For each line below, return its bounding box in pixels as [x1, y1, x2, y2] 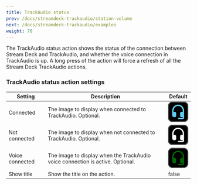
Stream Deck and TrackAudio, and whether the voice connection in [6, 51, 168, 58]
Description [90, 93, 120, 100]
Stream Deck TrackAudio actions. [6, 63, 87, 70]
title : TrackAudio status [6, 9, 69, 15]
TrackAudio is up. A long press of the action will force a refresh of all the [6, 57, 181, 64]
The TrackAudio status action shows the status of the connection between [6, 44, 186, 52]
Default [169, 93, 188, 100]
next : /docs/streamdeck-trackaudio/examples [6, 22, 117, 28]
